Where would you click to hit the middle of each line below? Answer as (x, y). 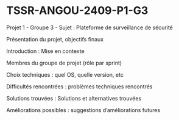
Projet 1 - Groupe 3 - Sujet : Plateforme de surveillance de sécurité (90, 27)
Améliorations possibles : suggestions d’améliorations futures (83, 110)
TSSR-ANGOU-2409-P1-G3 (77, 11)
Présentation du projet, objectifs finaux (55, 39)
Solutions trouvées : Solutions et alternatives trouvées (74, 98)
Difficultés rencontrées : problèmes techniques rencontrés (79, 86)
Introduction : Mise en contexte (45, 51)
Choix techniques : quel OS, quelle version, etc (65, 74)
